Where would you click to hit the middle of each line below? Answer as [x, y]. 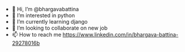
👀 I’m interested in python [43, 15]
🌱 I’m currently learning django [50, 22]
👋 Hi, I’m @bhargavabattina [45, 9]
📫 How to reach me [36, 35]
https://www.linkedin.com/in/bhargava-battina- [121, 35]
